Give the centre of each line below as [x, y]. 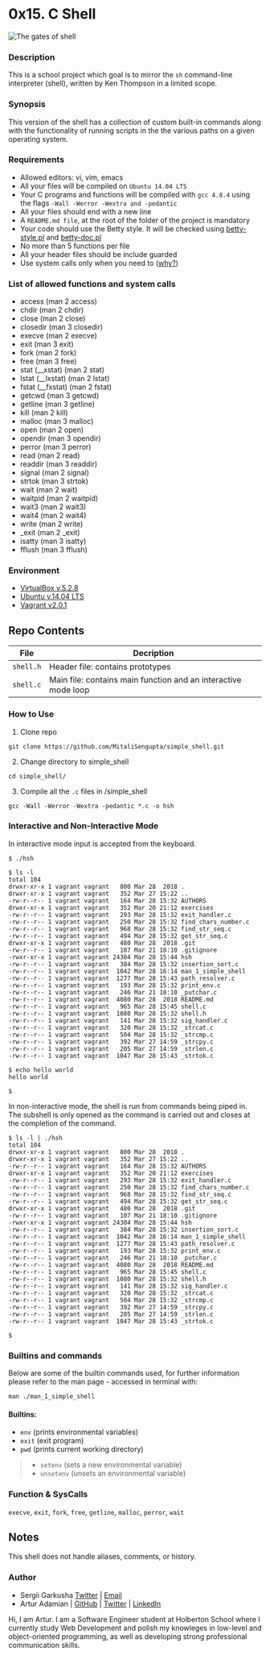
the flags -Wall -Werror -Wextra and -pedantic [98, 203]
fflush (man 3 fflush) [54, 550]
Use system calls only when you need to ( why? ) [99, 263]
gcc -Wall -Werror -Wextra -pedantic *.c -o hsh [91, 806]
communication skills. [44, 1645]
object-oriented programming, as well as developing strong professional [128, 1636]
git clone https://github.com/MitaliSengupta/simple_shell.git [117, 746]
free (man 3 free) [48, 361]
